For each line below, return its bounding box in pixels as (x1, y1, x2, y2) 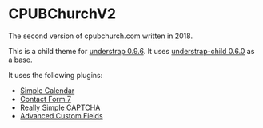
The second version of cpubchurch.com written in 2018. (8, 31, 193, 41)
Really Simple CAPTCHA (19, 103, 101, 112)
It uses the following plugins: (8, 70, 103, 80)
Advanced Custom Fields (19, 111, 103, 120)
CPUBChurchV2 (8, 5, 117, 23)
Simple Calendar (19, 85, 75, 95)
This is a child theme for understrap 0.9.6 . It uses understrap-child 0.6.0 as (8, 46, 255, 56)
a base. (8, 55, 33, 64)
